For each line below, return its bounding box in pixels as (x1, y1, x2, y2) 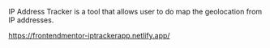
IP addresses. (8, 15, 54, 25)
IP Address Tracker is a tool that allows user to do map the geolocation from (8, 7, 263, 16)
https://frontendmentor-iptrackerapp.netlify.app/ (8, 31, 170, 40)
